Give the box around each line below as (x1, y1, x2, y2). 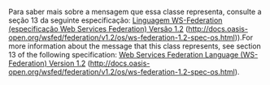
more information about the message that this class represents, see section (8, 41, 262, 51)
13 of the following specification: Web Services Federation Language (8, 50, 239, 59)
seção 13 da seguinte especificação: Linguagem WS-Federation (8, 15, 223, 25)
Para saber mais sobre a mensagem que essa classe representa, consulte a (8, 7, 262, 16)
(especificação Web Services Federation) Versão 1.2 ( (8, 24, 189, 33)
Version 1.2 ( (48, 58, 91, 68)
